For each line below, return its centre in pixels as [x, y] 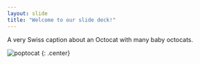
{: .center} [56, 53]
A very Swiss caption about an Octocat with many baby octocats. [100, 39]
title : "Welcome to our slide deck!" [62, 20]
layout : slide [28, 13]
